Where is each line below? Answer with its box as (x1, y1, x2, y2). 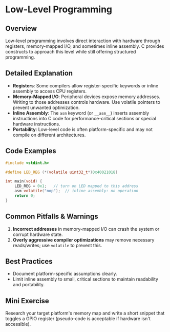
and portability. (12, 282, 45, 288)
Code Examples (5, 146, 56, 155)
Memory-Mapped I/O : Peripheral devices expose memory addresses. (12, 94, 160, 100)
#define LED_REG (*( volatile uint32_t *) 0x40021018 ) (5, 170, 118, 175)
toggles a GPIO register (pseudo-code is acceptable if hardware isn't (5, 316, 151, 322)
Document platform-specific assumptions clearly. (12, 271, 117, 277)
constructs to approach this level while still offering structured (5, 49, 136, 54)
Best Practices (5, 257, 53, 266)
